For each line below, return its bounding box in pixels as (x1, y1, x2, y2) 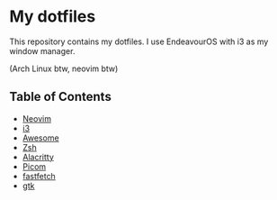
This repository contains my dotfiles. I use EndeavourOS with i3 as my (9, 36, 269, 47)
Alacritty (22, 151, 54, 162)
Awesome (22, 132, 60, 143)
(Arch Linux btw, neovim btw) (9, 63, 119, 74)
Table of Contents (9, 89, 112, 105)
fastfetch (22, 170, 56, 181)
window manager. (9, 45, 76, 56)
